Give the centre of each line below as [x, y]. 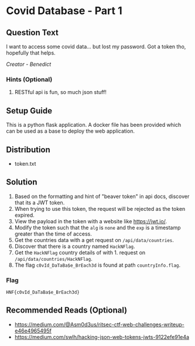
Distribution [28, 150]
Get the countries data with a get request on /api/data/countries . [94, 240]
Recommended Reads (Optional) [67, 310]
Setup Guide [29, 111]
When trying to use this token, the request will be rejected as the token [100, 209]
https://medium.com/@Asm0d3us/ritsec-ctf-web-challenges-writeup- [99, 324]
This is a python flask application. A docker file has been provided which [94, 125]
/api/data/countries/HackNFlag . [53, 258]
